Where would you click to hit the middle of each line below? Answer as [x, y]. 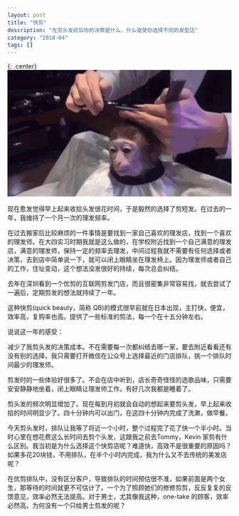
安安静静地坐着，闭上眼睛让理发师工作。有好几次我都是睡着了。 [101, 388]
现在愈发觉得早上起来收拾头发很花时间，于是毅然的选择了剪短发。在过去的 [116, 208]
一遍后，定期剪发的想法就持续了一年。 [63, 292]
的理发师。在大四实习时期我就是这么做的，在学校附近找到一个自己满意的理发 [119, 242]
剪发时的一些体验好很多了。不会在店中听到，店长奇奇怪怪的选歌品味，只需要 [119, 380]
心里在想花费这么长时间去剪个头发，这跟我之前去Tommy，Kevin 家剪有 [117, 437]
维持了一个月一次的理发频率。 [70, 217]
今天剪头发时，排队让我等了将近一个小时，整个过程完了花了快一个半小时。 [116, 428]
